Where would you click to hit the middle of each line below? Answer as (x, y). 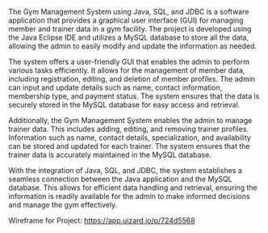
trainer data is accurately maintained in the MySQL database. (110, 155)
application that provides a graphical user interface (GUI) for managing (126, 20)
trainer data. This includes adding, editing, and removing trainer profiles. (128, 129)
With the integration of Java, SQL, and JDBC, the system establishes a (125, 170)
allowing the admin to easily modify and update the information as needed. (132, 46)
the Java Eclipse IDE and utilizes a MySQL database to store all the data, (128, 37)
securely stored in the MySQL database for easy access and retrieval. (124, 105)
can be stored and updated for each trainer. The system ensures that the (129, 146)
